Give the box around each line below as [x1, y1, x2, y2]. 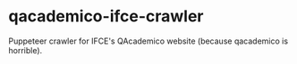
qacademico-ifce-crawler [8, 6, 204, 27]
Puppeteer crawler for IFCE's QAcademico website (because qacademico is [8, 36, 288, 46]
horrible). [8, 44, 43, 55]
